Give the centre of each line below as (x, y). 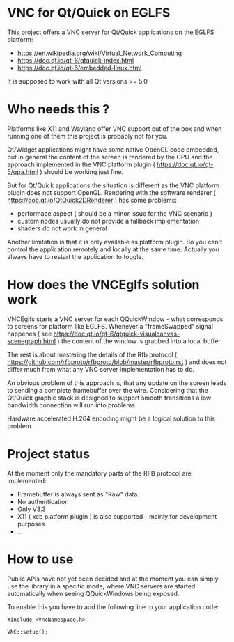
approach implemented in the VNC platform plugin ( (81, 164)
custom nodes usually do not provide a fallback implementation (108, 221)
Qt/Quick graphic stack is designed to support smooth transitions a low (109, 398)
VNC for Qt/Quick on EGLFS (89, 13)
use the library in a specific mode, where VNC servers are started (101, 586)
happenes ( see (30, 334)
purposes (31, 524)
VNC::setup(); (28, 632)
